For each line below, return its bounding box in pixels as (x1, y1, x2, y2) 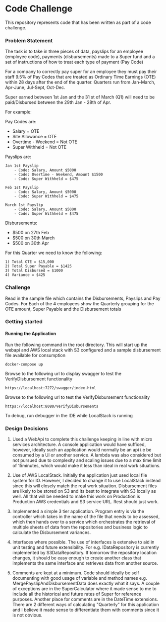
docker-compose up (5, 361, 43, 367)
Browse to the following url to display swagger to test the (5, 370, 121, 376)
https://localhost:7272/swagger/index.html (5, 385, 97, 390)
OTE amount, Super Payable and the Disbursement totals (5, 306, 121, 312)
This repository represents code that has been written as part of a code (5, 19, 151, 25)
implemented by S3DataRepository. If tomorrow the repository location (12, 549, 157, 555)
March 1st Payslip (5, 202, 43, 208)
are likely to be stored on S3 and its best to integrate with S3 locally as (12, 488, 156, 494)
